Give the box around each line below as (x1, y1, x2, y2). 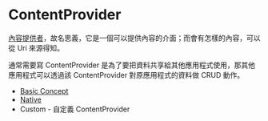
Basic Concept (19, 86, 69, 95)
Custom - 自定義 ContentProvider (19, 104, 130, 114)
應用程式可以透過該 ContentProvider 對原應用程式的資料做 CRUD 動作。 (8, 70, 245, 79)
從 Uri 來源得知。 (8, 42, 65, 53)
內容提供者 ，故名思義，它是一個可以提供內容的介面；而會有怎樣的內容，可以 (8, 33, 261, 42)
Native (19, 95, 42, 104)
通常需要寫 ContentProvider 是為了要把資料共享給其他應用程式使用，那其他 (8, 60, 256, 70)
